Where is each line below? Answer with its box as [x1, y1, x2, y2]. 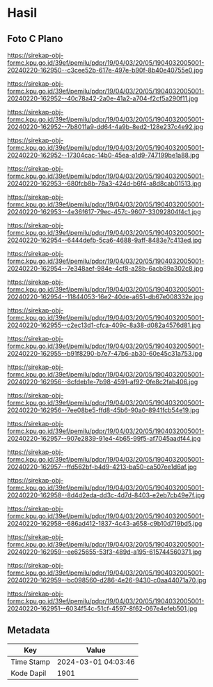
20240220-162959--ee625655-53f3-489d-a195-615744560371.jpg [7, 548, 202, 556]
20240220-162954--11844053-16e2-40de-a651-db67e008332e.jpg [7, 293, 203, 301]
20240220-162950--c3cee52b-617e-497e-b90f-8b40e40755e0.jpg [7, 66, 203, 74]
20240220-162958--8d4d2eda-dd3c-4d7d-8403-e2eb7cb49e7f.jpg [7, 491, 205, 499]
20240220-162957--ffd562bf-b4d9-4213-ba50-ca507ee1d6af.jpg [7, 462, 197, 471]
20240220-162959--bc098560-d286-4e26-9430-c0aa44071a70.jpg [7, 576, 207, 584]
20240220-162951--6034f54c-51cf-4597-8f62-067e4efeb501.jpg [7, 605, 198, 612]
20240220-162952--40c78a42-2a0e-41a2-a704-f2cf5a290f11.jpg [7, 94, 198, 103]
